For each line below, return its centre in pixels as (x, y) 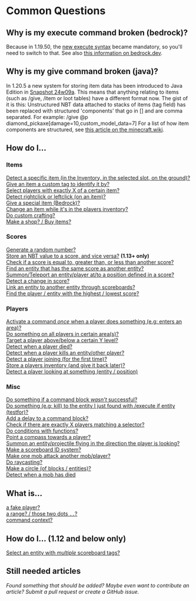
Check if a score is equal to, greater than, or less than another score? (90, 262)
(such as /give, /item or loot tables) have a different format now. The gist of (97, 98)
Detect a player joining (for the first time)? (57, 359)
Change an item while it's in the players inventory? (67, 209)
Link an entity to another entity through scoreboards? (71, 287)
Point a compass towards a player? (49, 437)
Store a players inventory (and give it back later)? (66, 365)
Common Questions (56, 11)
